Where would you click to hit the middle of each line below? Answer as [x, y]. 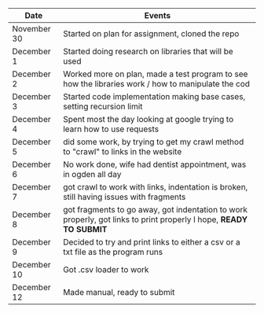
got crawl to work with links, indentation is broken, [155, 187]
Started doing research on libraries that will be [148, 52]
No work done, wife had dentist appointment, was [154, 164]
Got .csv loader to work [106, 269]
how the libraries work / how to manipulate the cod [156, 84]
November [31, 29]
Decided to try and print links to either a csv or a [152, 242]
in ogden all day [92, 174]
